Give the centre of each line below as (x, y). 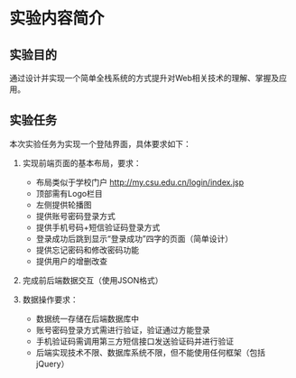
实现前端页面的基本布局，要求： (82, 162)
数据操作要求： (50, 300)
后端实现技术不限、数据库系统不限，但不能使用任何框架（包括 (151, 352)
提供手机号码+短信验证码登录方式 (98, 227)
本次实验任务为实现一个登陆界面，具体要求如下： (100, 143)
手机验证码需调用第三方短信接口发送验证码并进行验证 (135, 341)
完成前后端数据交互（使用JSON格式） (93, 280)
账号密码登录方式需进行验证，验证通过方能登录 (123, 329)
